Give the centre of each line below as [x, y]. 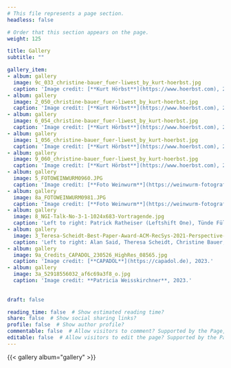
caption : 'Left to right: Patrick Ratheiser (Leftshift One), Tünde [113, 223]
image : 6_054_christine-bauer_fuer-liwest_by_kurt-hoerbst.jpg [106, 121]
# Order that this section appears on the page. [78, 32]
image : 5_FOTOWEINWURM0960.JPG [58, 179]
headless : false [30, 20]
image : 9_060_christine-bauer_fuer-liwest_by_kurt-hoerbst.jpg [106, 159]
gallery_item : [27, 70]
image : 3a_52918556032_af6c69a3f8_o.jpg [72, 274]
